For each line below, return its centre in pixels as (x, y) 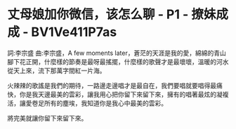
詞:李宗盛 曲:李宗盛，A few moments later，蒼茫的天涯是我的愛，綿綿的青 (113, 53)
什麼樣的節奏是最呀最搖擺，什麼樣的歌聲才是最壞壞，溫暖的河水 (136, 61)
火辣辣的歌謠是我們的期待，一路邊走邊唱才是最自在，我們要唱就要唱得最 (112, 85)
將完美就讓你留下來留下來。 (47, 118)
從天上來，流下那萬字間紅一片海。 (57, 70)
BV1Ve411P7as (74, 32)
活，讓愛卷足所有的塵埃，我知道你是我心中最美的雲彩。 (87, 103)
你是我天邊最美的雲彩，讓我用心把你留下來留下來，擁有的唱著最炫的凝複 (124, 94)
